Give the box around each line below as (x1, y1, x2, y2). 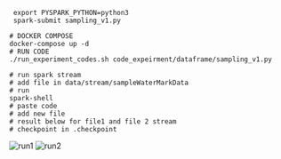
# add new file (9, 109, 66, 118)
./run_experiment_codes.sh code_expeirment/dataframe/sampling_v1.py (9, 55, 273, 64)
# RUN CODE (9, 47, 50, 56)
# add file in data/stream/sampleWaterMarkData (9, 78, 189, 87)
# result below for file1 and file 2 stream (9, 117, 177, 126)
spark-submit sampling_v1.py (12, 16, 122, 25)
